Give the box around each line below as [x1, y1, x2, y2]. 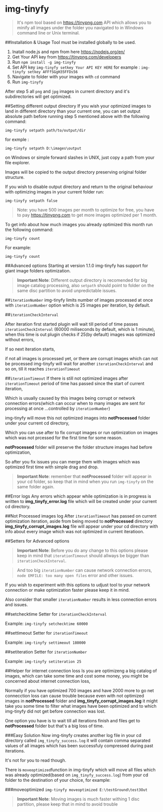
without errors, [5, 336, 35, 342]
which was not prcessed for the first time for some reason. [5, 435, 123, 441]
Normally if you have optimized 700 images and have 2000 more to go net [5, 687, 154, 693]
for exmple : [5, 136, 29, 142]
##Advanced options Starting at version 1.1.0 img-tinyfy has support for [5, 262, 148, 269]
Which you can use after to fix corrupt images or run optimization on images [5, 429, 158, 435]
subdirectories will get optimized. [5, 94, 72, 99]
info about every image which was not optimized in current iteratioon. [5, 528, 145, 534]
